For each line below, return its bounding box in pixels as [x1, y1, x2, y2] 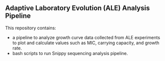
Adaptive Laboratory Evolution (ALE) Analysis [5, 4, 150, 12]
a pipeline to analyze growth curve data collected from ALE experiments [12, 34, 161, 40]
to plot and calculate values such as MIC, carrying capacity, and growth [12, 40, 160, 46]
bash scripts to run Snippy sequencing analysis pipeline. [12, 50, 128, 56]
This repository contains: [5, 25, 56, 31]
